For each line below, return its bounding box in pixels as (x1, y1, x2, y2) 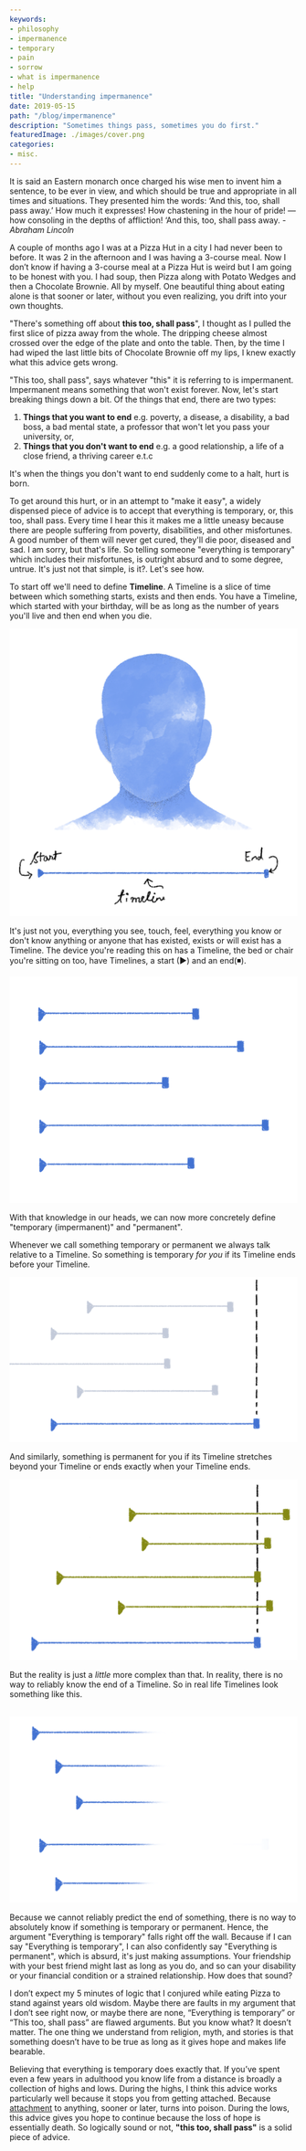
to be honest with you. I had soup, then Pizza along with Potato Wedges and (9, 270, 297, 282)
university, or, (22, 430, 75, 442)
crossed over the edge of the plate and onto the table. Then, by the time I (9, 337, 285, 348)
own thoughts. (9, 300, 64, 311)
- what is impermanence (9, 73, 100, 82)
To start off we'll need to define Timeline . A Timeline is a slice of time (9, 581, 271, 592)
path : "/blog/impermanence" (9, 111, 117, 121)
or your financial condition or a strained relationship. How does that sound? (9, 1970, 293, 1981)
